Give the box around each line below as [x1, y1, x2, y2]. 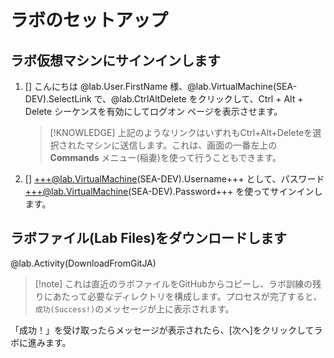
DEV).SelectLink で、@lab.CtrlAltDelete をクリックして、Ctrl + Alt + [24, 93, 304, 105]
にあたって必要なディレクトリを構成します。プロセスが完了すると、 [43, 290, 323, 302]
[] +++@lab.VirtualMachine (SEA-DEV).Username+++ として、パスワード [24, 173, 325, 185]
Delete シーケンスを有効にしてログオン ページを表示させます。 [24, 106, 283, 117]
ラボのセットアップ [10, 9, 169, 32]
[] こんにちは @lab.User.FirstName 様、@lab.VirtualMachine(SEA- [24, 81, 298, 92]
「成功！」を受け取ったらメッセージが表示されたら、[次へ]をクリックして [10, 324, 315, 336]
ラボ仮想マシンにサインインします [10, 52, 221, 69]
